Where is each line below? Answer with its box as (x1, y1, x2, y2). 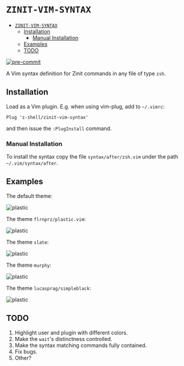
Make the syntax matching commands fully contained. (14, 342, 147, 349)
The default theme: (6, 192, 53, 200)
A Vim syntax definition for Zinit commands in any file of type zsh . (6, 70, 166, 77)
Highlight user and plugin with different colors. (14, 329, 128, 336)
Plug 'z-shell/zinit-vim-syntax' (6, 114, 89, 120)
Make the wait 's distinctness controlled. (14, 335, 112, 342)
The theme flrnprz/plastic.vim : (6, 215, 86, 222)
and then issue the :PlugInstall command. (6, 125, 112, 132)
